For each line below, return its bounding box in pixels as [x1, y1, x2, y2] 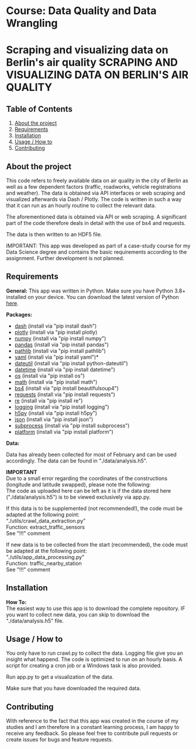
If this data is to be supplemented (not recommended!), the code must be [6, 505, 183, 512]
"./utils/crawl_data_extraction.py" [6, 517, 86, 524]
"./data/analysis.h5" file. [6, 617, 64, 624]
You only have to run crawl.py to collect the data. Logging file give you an [6, 649, 183, 657]
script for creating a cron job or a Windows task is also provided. [6, 662, 162, 669]
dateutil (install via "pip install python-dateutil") [14, 359, 128, 367]
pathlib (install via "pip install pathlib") [14, 347, 106, 354]
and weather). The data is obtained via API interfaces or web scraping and [6, 189, 185, 196]
